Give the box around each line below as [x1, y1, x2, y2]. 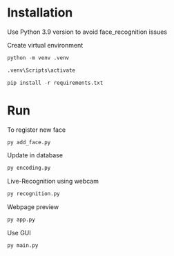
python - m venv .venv [7, 54, 70, 61]
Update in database [7, 151, 64, 159]
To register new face [7, 126, 66, 134]
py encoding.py [7, 164, 51, 172]
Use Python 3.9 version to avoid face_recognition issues [7, 28, 168, 36]
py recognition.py [7, 190, 60, 197]
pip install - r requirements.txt [7, 79, 104, 86]
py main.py [7, 242, 39, 249]
